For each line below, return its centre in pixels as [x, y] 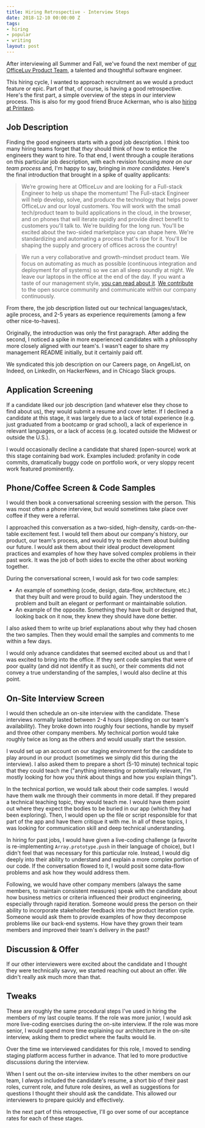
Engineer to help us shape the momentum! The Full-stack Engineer [105, 193]
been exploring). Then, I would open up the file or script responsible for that [102, 815]
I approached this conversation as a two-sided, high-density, [83, 528]
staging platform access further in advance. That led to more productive [97, 1055]
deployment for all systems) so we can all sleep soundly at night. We [107, 270]
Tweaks [22, 996]
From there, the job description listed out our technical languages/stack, [97, 308]
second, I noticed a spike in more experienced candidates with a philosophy [102, 339]
